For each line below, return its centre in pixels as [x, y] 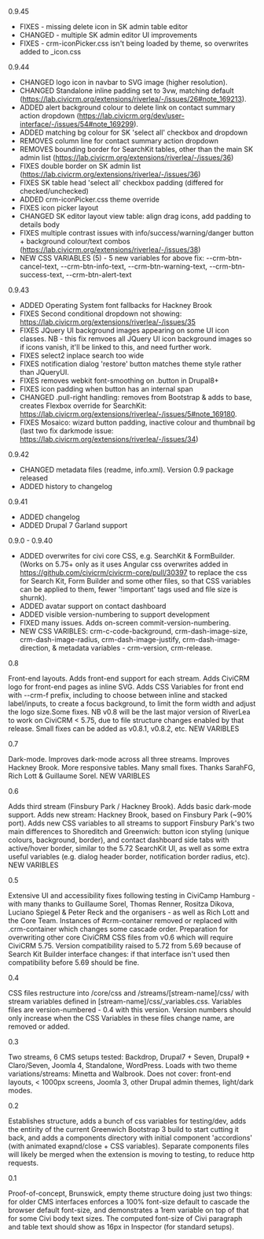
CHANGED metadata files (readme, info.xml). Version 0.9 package [126, 469]
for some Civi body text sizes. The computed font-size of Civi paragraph [125, 1219]
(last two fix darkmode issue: [66, 431]
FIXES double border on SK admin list [80, 166]
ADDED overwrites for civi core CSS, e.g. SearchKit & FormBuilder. [127, 556]
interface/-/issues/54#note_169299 [77, 124]
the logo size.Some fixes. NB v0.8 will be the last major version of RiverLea [129, 712]
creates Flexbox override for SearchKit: [83, 406]
